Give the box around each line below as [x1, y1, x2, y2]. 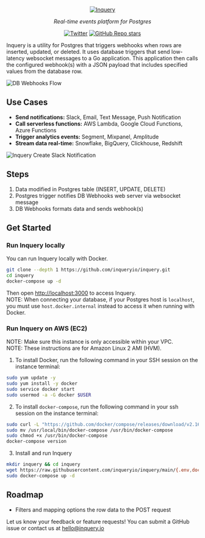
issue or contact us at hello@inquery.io [6, 524, 105, 532]
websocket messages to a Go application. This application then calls [26, 55, 198, 62]
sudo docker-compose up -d [6, 472, 75, 479]
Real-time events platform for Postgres [54, 18, 151, 25]
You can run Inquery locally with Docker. [6, 255, 108, 262]
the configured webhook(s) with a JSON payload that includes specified [6, 61, 188, 68]
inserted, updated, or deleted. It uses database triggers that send [6, 48, 170, 55]
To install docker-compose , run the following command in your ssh [15, 403, 179, 410]
